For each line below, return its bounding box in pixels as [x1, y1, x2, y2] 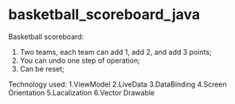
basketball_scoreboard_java [8, 6, 201, 24]
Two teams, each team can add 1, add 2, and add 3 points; [19, 47, 213, 56]
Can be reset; [19, 64, 65, 73]
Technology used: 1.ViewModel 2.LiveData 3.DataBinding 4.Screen [8, 79, 227, 89]
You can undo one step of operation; [19, 56, 141, 65]
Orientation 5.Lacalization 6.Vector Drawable [8, 87, 155, 97]
